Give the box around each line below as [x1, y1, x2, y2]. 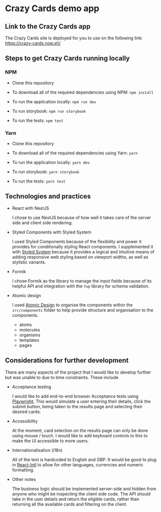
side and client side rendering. [12, 219, 73, 226]
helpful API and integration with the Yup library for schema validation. [12, 283, 150, 289]
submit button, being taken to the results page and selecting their [12, 403, 143, 409]
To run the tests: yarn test [12, 178, 66, 184]
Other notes [12, 476, 36, 482]
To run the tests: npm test [12, 117, 64, 123]
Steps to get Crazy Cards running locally [5, 54, 130, 63]
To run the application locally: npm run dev [12, 99, 97, 104]
